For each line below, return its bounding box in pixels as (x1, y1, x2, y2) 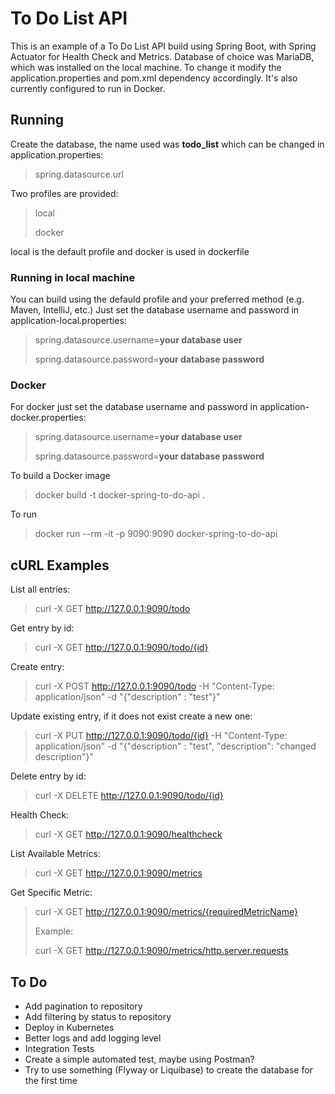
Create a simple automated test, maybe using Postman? (24, 1053, 255, 1065)
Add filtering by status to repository (24, 1010, 172, 1022)
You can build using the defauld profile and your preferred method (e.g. (10, 293, 305, 306)
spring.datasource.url (34, 168, 124, 180)
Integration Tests (24, 1042, 95, 1054)
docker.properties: (10, 412, 87, 424)
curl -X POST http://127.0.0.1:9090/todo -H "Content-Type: (34, 680, 275, 692)
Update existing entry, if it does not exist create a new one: (10, 710, 253, 722)
